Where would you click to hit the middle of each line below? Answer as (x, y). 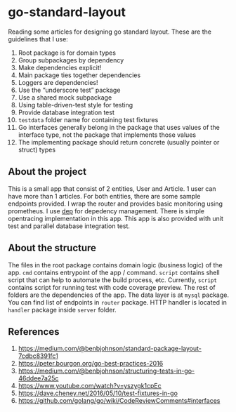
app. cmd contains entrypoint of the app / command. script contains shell (114, 272)
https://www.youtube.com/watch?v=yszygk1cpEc (90, 386)
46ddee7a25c (38, 378)
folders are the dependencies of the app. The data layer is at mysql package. (118, 295)
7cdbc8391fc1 (38, 356)
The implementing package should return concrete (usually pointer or (119, 142)
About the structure (52, 248)
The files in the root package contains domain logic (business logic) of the (116, 265)
